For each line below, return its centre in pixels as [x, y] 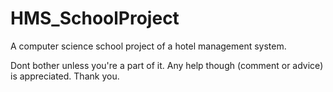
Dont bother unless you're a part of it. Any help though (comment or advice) [167, 65]
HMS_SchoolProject [95, 18]
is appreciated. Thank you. [65, 76]
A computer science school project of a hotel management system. [148, 46]
